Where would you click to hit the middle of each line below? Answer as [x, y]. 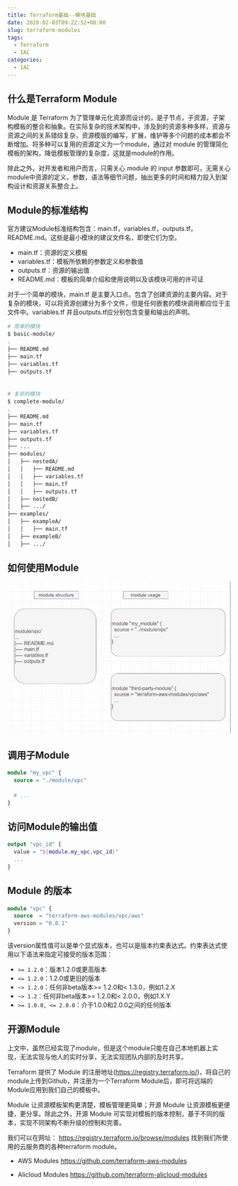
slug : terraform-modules [44, 30]
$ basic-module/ [31, 334]
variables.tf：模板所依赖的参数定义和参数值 [80, 262]
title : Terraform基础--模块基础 [52, 15]
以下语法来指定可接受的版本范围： [63, 954]
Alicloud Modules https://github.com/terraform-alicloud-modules [112, 1174]
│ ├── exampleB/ [34, 537]
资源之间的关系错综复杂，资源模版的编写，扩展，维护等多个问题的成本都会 [116, 135]
